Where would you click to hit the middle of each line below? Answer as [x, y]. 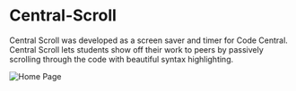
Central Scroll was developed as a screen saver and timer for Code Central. [149, 40]
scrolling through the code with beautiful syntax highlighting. [122, 59]
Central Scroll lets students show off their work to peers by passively [137, 49]
